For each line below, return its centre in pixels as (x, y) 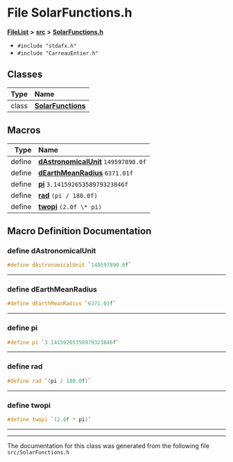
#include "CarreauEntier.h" (58, 53)
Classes (25, 74)
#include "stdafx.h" (47, 46)
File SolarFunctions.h (70, 13)
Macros (24, 131)
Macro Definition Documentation (79, 231)
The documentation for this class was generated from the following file (109, 445)
